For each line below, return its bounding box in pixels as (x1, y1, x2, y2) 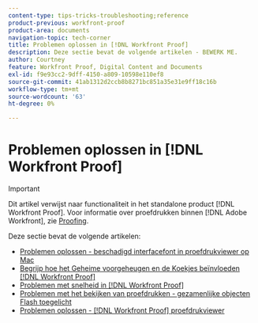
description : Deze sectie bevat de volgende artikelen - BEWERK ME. (8, 48, 238, 56)
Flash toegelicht (19, 298, 73, 307)
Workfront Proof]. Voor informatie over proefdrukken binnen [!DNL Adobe (8, 207, 247, 218)
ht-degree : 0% (8, 100, 55, 108)
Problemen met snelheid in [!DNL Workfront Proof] (19, 280, 184, 290)
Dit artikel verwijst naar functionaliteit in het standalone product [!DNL (8, 199, 235, 209)
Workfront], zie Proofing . (8, 216, 89, 226)
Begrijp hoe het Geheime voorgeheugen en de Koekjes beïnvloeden (19, 264, 241, 273)
